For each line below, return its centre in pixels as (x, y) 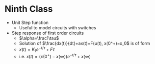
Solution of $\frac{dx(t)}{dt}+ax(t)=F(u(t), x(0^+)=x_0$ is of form (84, 43)
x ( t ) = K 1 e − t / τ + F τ (37, 49)
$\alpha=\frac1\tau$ (39, 38)
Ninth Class (29, 9)
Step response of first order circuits (48, 33)
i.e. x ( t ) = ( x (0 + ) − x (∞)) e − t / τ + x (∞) (55, 56)
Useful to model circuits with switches (57, 27)
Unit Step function (30, 22)
